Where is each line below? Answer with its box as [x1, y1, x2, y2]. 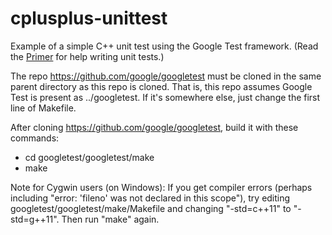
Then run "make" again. [61, 213, 160, 225]
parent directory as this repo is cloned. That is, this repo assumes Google [10, 80, 313, 92]
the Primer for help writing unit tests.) [10, 50, 165, 62]
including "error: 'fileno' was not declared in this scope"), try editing [10, 192, 291, 204]
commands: [10, 132, 60, 144]
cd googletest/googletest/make [24, 151, 155, 163]
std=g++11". [10, 213, 60, 225]
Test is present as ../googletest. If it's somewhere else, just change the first [10, 91, 321, 103]
